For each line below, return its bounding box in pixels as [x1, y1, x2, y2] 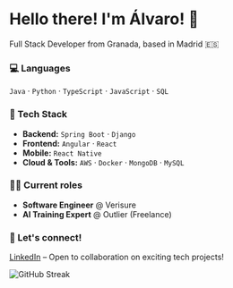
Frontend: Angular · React [22, 138, 117, 148]
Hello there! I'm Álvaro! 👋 [9, 9, 199, 30]
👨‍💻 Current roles [9, 179, 83, 191]
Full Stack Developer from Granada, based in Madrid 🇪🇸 [9, 38, 220, 49]
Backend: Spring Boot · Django [22, 128, 136, 139]
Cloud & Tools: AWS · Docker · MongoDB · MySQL [22, 157, 185, 167]
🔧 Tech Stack [9, 108, 68, 121]
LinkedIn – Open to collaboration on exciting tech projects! [9, 251, 224, 263]
